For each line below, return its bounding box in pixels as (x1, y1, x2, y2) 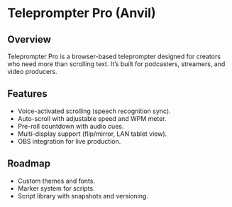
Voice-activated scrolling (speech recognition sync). (17, 107, 172, 115)
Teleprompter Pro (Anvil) (7, 5, 156, 21)
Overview (7, 33, 52, 46)
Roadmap (7, 158, 51, 170)
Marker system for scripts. (17, 184, 95, 193)
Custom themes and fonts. (17, 176, 96, 185)
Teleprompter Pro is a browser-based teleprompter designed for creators (7, 52, 221, 60)
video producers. (7, 68, 58, 75)
